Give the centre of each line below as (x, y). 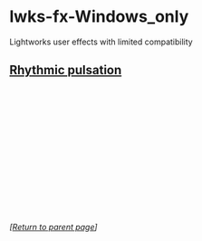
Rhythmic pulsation (66, 70)
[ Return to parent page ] (53, 227)
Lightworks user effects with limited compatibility (101, 42)
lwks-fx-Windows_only (99, 17)
